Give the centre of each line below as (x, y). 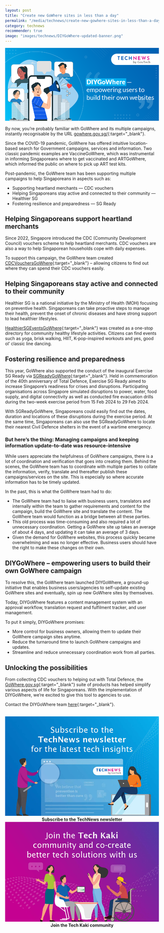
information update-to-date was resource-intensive (68, 446)
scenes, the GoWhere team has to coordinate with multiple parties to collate (81, 466)
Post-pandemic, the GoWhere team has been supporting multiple (71, 173)
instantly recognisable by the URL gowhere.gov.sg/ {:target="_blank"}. (75, 134)
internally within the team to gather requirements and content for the (81, 506)
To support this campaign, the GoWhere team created (59, 258)
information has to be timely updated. (43, 482)
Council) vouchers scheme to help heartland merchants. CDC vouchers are (81, 243)
